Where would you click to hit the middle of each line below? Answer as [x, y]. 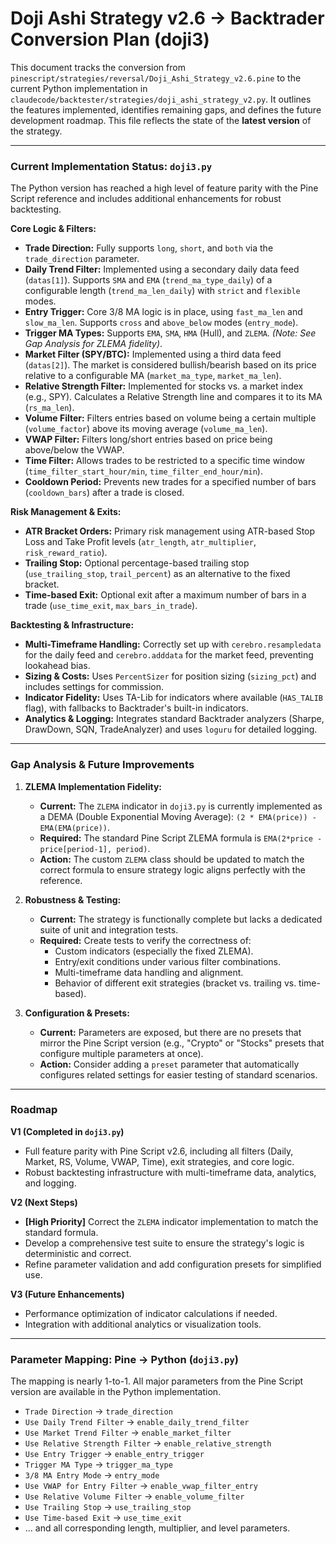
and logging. [50, 1183]
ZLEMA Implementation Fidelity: [93, 786]
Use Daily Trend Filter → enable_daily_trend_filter [137, 1422]
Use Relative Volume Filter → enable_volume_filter [134, 1496]
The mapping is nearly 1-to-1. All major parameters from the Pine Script [157, 1381]
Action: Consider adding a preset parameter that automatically [169, 1064]
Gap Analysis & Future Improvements [102, 765]
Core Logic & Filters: [53, 229]
